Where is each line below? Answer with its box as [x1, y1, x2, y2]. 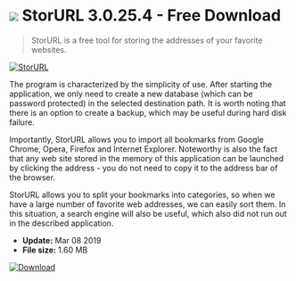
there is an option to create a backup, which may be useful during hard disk [9, 107, 287, 118]
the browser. [9, 171, 56, 183]
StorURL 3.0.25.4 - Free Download [21, 5, 282, 26]
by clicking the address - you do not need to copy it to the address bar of [9, 162, 278, 173]
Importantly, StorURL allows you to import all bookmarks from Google [9, 134, 265, 145]
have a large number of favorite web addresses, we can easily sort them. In [9, 198, 286, 210]
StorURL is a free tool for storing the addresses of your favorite [30, 35, 263, 45]
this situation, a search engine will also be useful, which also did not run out [9, 208, 287, 219]
